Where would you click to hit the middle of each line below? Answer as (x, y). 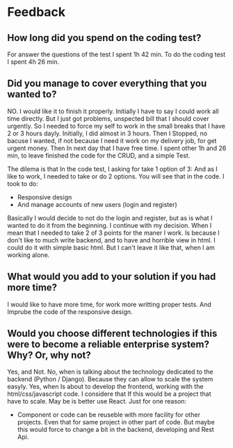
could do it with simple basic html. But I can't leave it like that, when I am (111, 247)
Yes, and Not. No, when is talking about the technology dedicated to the (110, 372)
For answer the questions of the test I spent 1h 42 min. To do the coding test (116, 54)
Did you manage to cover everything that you (107, 84)
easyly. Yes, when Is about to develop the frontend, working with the (105, 387)
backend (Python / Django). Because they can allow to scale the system (110, 379)
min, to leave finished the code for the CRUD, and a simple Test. (99, 155)
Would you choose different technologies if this (112, 334)
